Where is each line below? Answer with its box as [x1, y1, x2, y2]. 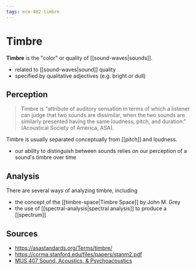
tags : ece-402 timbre [6, 8, 60, 15]
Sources [6, 228, 38, 239]
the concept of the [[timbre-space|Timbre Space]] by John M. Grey [14, 198, 181, 206]
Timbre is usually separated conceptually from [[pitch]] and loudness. [6, 136, 178, 143]
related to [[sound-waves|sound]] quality [14, 66, 116, 73]
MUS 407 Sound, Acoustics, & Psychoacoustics [14, 257, 132, 264]
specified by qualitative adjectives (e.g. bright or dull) [14, 72, 146, 79]
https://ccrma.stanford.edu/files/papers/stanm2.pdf [14, 251, 142, 257]
